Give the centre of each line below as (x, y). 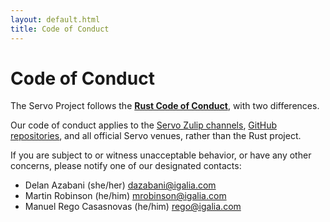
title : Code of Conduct (60, 29)
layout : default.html (55, 19)
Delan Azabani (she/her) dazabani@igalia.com (120, 185)
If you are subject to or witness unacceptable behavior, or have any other (161, 155)
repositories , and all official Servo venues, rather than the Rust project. (156, 136)
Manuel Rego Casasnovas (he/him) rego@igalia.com (133, 207)
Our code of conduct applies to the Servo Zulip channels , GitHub (144, 125)
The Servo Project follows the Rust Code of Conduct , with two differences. (165, 106)
